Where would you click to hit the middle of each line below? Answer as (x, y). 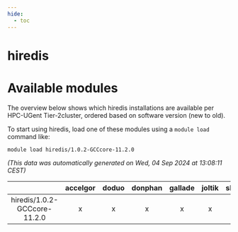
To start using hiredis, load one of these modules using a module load (109, 129)
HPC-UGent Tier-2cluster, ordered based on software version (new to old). (116, 115)
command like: (29, 136)
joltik (210, 187)
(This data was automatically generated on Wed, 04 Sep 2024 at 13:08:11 (115, 162)
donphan (147, 187)
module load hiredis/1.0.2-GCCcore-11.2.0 (71, 150)
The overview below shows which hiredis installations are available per (111, 108)
